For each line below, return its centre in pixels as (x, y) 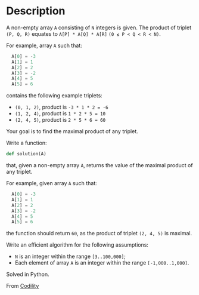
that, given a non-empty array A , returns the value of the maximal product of (99, 165)
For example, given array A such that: (52, 183)
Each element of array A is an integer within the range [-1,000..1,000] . (102, 263)
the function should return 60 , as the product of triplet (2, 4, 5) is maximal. (99, 233)
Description (36, 11)
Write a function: (27, 143)
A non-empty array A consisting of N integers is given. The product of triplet (99, 27)
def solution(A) (26, 154)
